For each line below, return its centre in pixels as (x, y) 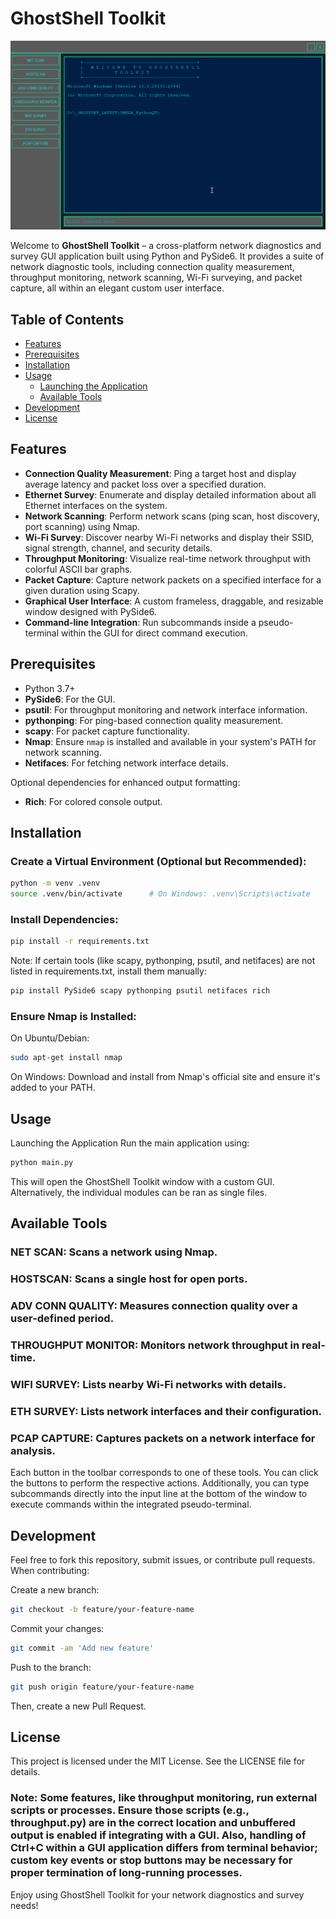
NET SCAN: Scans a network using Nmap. (114, 1252)
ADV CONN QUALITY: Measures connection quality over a (154, 1306)
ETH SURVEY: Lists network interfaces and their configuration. (166, 1411)
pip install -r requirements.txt (80, 942)
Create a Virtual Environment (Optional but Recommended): (158, 861)
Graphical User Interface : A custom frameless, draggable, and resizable (174, 601)
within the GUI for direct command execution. (154, 633)
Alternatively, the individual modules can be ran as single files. (139, 1192)
